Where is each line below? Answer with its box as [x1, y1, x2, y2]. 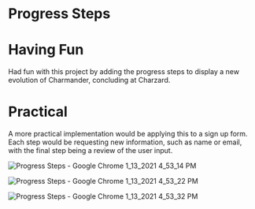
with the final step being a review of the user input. [8, 146, 173, 155]
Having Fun [8, 41, 84, 59]
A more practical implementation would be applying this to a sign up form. [8, 129, 248, 139]
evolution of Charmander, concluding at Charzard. [8, 76, 171, 85]
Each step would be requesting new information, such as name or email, [8, 137, 242, 147]
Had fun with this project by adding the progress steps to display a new [8, 67, 240, 77]
